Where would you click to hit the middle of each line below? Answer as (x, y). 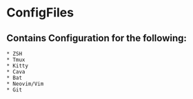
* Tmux (16, 60)
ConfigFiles (40, 13)
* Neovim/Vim (25, 84)
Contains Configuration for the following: (97, 38)
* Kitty (18, 66)
